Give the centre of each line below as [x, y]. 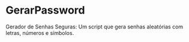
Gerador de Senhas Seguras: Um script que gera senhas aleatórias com [94, 27]
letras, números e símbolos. [40, 33]
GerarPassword [45, 10]
